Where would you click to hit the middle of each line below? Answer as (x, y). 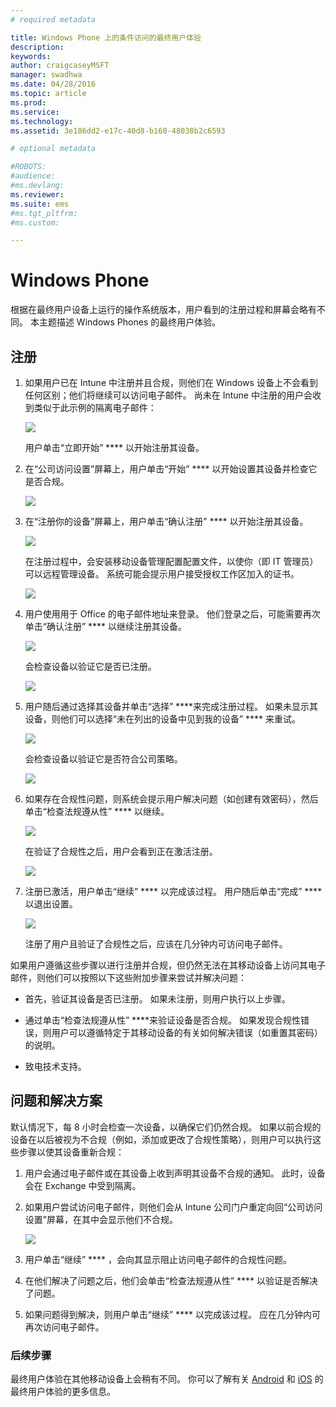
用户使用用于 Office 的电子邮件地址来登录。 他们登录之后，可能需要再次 (172, 614)
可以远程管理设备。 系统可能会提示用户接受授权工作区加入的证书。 (162, 574)
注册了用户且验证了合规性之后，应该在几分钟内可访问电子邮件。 (156, 944)
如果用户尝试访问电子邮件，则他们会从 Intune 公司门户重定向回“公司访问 (173, 1207)
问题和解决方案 (56, 1101)
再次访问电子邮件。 (64, 1327)
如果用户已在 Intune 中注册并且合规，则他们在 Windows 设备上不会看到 (171, 382)
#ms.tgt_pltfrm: (44, 213)
